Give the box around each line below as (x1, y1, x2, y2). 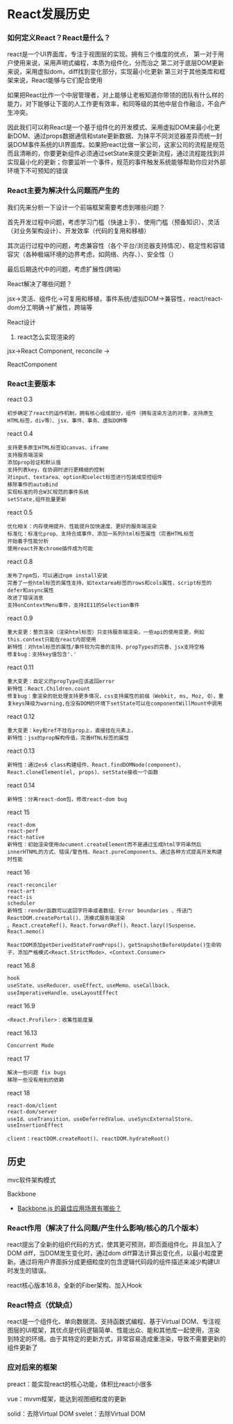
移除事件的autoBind (7, 481, 58, 488)
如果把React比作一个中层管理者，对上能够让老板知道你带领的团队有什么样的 (7, 91, 224, 100)
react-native (7, 834, 45, 841)
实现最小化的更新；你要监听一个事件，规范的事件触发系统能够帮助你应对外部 (7, 158, 226, 166)
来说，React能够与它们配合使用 (12, 76, 103, 84)
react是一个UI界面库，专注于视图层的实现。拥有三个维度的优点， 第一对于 (7, 50, 218, 58)
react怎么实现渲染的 (17, 332, 75, 341)
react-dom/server (7, 1109, 58, 1116)
